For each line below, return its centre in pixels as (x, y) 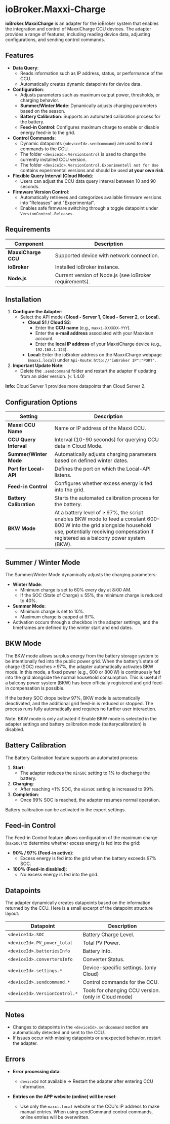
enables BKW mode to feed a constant (100, 519)
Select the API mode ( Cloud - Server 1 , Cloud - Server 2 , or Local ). (90, 317)
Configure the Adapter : (37, 312)
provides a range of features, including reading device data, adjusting (78, 34)
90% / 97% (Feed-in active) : (43, 853)
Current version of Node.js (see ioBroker (103, 275)
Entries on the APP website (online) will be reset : (65, 1096)
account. (45, 339)
